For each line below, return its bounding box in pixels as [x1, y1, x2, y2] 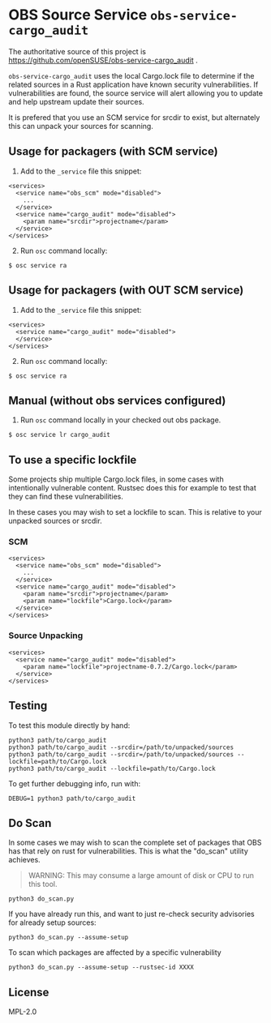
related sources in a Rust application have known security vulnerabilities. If [8, 79, 259, 89]
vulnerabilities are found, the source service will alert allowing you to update [8, 88, 264, 98]
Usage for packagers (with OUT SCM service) [8, 284, 244, 297]
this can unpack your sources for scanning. [8, 121, 154, 131]
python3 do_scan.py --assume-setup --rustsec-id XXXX [8, 963, 195, 972]
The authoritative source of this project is [8, 46, 146, 56]
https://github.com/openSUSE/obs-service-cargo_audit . [8, 55, 198, 65]
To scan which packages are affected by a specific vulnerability [8, 948, 222, 957]
